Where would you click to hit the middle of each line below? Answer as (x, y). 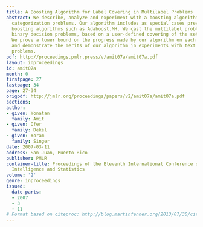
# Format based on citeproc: (43, 215)
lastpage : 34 (23, 85)
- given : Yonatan (28, 113)
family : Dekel (29, 130)
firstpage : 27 (24, 79)
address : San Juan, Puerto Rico (47, 153)
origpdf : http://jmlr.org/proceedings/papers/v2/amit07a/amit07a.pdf (96, 96)
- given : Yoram (25, 136)
